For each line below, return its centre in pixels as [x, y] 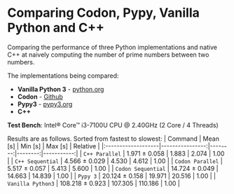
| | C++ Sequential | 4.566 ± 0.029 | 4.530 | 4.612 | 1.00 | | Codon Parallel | [115, 161]
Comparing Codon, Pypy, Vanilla [103, 13]
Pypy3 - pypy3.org [45, 104]
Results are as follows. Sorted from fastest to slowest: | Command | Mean [113, 139]
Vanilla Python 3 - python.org [61, 89]
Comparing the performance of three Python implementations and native [112, 47]
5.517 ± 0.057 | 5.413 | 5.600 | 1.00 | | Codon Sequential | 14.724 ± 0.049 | [113, 168]
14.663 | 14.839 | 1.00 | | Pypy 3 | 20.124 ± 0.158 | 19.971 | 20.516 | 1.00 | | [111, 176]
